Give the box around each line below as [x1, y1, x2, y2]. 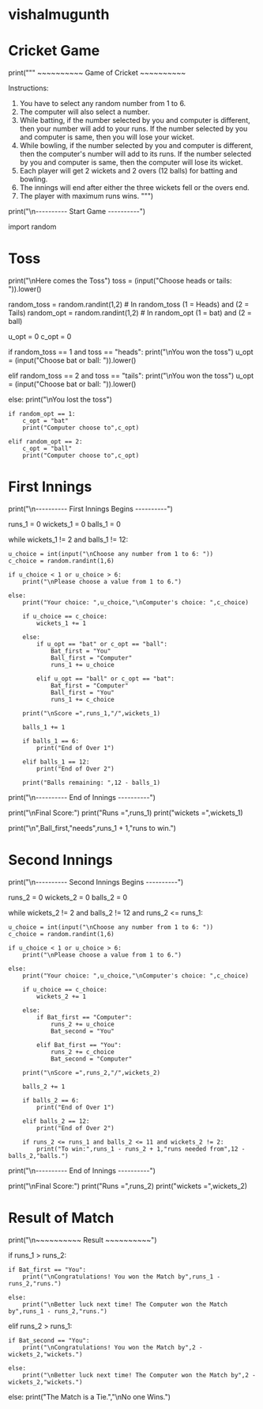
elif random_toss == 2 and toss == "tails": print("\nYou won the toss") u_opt [8, 371, 254, 381]
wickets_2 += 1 [36, 992, 87, 1000]
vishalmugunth [8, 6, 110, 24]
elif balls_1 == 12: [22, 758, 90, 766]
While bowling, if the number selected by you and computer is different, [19, 141, 254, 150]
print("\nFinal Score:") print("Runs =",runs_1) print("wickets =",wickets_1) [8, 808, 243, 817]
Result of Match [8, 1209, 115, 1227]
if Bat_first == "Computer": [36, 1013, 133, 1021]
